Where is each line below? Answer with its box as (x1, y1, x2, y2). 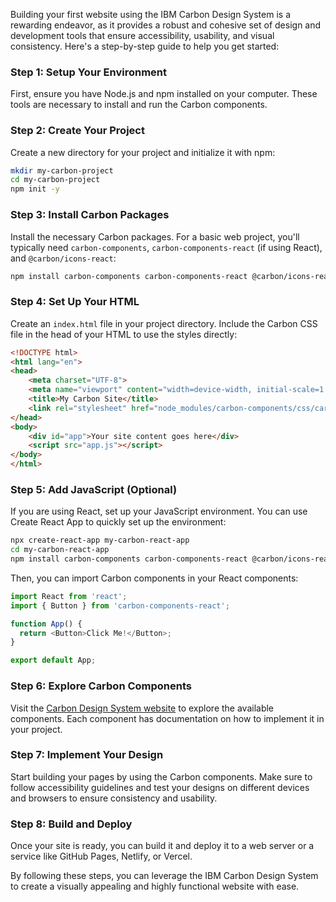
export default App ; (10, 655, 97, 666)
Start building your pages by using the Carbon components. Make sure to (10, 770, 313, 783)
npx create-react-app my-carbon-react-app (10, 535, 190, 546)
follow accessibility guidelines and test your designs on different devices (10, 781, 310, 793)
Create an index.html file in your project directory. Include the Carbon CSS (10, 317, 318, 329)
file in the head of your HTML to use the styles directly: (10, 328, 238, 340)
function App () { (10, 619, 83, 629)
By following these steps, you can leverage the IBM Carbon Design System (10, 870, 319, 882)
